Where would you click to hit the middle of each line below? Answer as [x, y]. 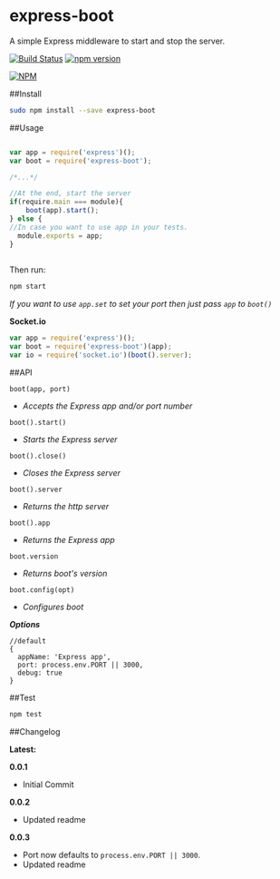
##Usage [27, 127]
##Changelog [35, 731]
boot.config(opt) [42, 590]
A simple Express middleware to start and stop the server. [117, 41]
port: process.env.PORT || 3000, [81, 665]
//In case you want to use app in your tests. [99, 227]
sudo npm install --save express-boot [82, 110]
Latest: [23, 749]
